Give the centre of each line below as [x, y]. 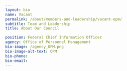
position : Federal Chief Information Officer [53, 37]
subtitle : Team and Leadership [38, 24]
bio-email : [17, 60]
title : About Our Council [32, 28]
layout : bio [18, 10]
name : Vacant [19, 14]
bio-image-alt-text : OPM [31, 51]
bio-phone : [17, 56]
